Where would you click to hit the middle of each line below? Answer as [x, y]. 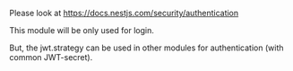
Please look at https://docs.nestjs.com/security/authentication [124, 13]
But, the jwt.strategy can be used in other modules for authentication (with [146, 48]
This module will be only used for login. [82, 30]
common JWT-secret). [51, 57]
